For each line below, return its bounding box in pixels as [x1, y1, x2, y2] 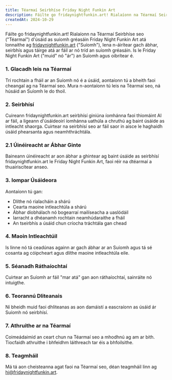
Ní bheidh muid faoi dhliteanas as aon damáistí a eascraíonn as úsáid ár [5, 304, 157, 310]
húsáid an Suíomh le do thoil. [5, 88, 67, 94]
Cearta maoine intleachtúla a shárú [12, 204, 87, 210]
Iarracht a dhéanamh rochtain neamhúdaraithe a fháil [12, 214, 125, 220]
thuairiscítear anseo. [5, 164, 49, 170]
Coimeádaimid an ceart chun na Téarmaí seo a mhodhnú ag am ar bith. [5, 333, 155, 340]
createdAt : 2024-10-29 [5, 17, 54, 22]
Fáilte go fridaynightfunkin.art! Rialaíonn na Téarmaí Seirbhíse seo [5, 31, 144, 37]
